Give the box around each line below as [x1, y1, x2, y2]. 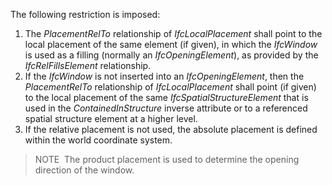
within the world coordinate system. [24, 134, 173, 146]
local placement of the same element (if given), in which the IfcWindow [24, 39, 318, 50]
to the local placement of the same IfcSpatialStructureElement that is [24, 92, 309, 103]
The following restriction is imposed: [10, 9, 161, 20]
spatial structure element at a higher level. [24, 113, 198, 124]
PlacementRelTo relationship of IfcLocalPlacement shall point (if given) [24, 81, 317, 93]
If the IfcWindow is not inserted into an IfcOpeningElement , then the [24, 70, 305, 82]
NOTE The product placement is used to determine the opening [34, 154, 300, 165]
